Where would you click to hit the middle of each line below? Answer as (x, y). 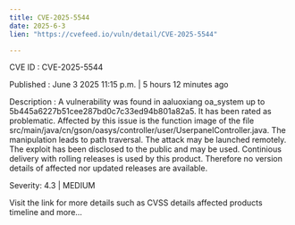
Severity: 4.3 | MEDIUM (52, 186)
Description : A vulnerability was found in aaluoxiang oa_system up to (137, 102)
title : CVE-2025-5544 (50, 17)
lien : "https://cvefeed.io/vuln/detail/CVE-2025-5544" (114, 34)
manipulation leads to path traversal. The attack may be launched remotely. (148, 140)
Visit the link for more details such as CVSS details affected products (136, 203)
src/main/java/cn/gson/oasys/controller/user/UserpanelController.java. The (147, 130)
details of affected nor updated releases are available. (109, 168)
